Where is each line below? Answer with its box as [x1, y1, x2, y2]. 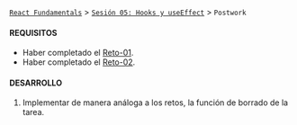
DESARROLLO [9, 77, 63, 88]
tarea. [22, 107, 45, 118]
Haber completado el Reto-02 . [22, 57, 136, 67]
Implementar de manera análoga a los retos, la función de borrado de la [22, 97, 289, 108]
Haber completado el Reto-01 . [22, 48, 134, 58]
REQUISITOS [9, 27, 58, 38]
